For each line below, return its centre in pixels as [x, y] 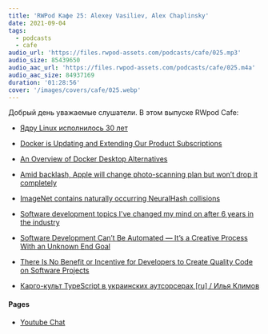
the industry [40, 223]
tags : [17, 30]
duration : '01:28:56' [44, 82]
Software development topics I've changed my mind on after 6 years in [137, 214]
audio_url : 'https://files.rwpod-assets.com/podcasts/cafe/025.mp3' [125, 53]
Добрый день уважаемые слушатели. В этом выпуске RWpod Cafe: [124, 113]
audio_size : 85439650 [44, 61]
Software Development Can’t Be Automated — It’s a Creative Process [134, 238]
